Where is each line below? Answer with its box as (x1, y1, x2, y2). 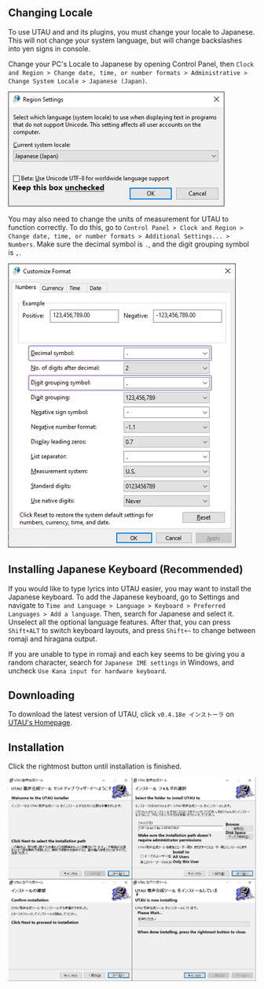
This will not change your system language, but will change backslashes (8, 35, 242, 45)
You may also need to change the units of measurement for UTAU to (8, 214, 229, 224)
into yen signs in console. (8, 43, 91, 54)
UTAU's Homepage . (8, 718, 73, 728)
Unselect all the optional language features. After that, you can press (8, 617, 231, 627)
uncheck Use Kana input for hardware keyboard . (8, 665, 167, 676)
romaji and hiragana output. (8, 634, 97, 643)
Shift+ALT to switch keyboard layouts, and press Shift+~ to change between (8, 625, 256, 635)
